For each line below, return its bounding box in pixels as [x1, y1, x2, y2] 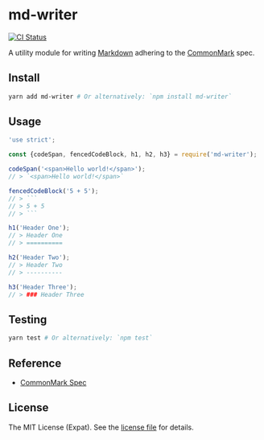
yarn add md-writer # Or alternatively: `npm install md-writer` [8, 93, 232, 101]
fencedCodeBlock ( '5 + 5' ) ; [8, 187, 99, 195]
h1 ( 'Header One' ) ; [8, 224, 70, 232]
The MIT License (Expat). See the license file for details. [8, 422, 195, 432]
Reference [8, 356, 62, 370]
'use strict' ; [8, 136, 56, 144]
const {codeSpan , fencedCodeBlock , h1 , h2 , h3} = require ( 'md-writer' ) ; [8, 150, 258, 158]
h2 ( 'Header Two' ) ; [8, 253, 70, 262]
